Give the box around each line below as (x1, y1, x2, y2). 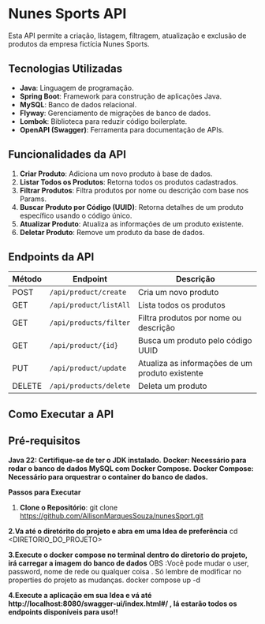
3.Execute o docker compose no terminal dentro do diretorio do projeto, (8, 550, 248, 559)
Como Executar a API (8, 407, 114, 420)
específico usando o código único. (19, 211, 132, 220)
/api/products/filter (49, 319, 131, 327)
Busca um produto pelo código (137, 335, 252, 346)
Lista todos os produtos (137, 300, 226, 311)
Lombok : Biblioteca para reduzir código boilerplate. (19, 116, 188, 126)
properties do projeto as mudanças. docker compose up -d (8, 575, 201, 585)
